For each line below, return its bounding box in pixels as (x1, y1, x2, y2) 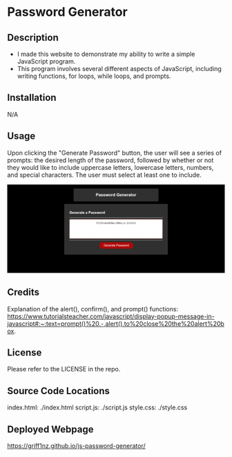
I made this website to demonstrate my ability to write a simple (17, 50, 195, 58)
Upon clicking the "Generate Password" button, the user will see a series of (7, 148, 222, 157)
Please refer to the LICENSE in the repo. (7, 365, 121, 373)
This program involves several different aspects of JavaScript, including (17, 65, 222, 72)
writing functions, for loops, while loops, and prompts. (17, 72, 171, 80)
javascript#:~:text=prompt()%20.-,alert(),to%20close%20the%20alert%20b (7, 319, 224, 328)
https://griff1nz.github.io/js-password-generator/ (7, 442, 146, 450)
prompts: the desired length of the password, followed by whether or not (7, 156, 214, 164)
